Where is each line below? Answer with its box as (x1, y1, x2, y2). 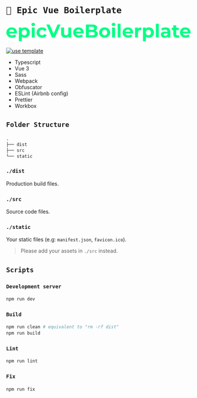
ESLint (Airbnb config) (14, 90, 69, 97)
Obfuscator (14, 83, 43, 90)
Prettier (14, 96, 33, 103)
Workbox (14, 102, 37, 109)
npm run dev (6, 296, 35, 302)
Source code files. (6, 208, 50, 215)
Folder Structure (6, 120, 69, 129)
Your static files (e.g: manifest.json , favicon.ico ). (6, 236, 127, 243)
